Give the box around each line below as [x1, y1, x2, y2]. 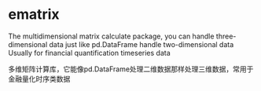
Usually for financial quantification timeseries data [8, 48, 171, 57]
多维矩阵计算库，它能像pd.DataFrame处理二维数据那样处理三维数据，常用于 [8, 64, 254, 74]
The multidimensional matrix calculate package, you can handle [8, 31, 215, 41]
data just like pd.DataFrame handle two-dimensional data [49, 39, 234, 49]
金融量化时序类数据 [8, 74, 71, 83]
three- [215, 31, 237, 41]
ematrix [8, 5, 61, 24]
